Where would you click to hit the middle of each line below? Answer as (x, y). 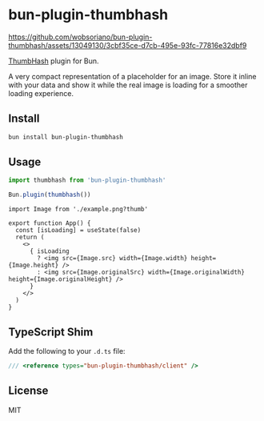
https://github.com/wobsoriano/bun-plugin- (80, 37)
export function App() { (50, 223)
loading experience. (41, 93)
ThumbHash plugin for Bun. (54, 61)
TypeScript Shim (51, 332)
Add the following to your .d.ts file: (67, 351)
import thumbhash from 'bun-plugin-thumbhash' (87, 180)
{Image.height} (34, 266)
